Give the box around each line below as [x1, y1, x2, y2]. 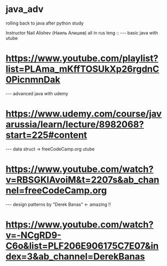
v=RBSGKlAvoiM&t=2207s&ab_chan [5, 174, 159, 185]
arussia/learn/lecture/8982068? [5, 119, 144, 130]
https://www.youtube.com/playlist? [5, 53, 158, 64]
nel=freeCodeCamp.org [5, 185, 107, 196]
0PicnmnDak [5, 74, 60, 86]
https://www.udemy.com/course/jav [5, 108, 162, 120]
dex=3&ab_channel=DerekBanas [5, 250, 145, 262]
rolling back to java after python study [5, 20, 84, 26]
